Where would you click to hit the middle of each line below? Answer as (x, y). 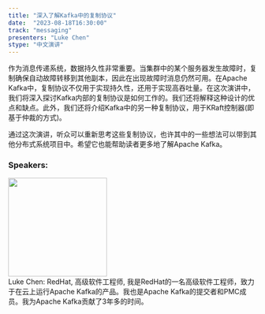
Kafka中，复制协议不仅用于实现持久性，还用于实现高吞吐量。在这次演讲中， (131, 88)
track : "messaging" (40, 30)
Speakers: (28, 165)
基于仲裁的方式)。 (37, 118)
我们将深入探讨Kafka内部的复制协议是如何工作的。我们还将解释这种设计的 (128, 98)
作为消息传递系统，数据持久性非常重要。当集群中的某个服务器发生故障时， (129, 69)
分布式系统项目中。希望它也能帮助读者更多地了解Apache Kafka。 (121, 144)
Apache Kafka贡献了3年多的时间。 (91, 301)
